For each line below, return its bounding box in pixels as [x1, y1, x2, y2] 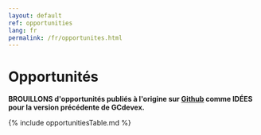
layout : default [8, 11, 62, 20]
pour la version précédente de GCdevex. [8, 102, 145, 112]
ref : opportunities [8, 19, 73, 27]
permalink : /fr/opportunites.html [8, 33, 123, 42]
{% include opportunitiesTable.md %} [8, 118, 131, 128]
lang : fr [8, 26, 37, 34]
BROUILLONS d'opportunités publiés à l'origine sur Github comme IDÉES [8, 94, 253, 104]
